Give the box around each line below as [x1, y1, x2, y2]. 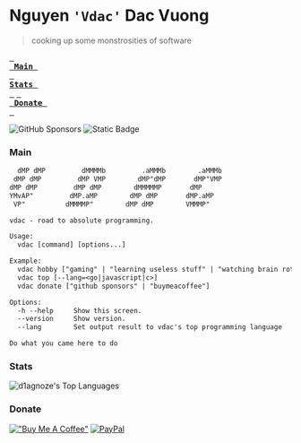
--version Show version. [17, 315, 126, 324]
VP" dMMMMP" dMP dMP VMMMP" [13, 199, 211, 209]
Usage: [9, 232, 34, 241]
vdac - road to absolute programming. [9, 216, 154, 225]
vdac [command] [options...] [17, 240, 126, 249]
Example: [9, 256, 42, 265]
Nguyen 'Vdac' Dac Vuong [9, 5, 210, 26]
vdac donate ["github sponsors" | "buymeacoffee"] [17, 282, 211, 291]
